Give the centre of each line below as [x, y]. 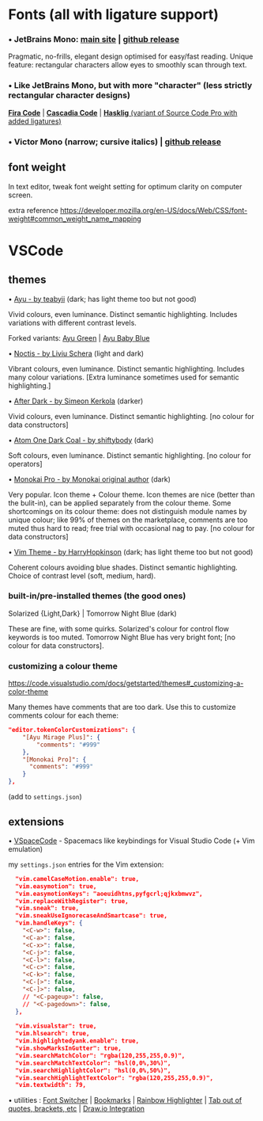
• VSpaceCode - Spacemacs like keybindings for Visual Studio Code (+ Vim [131, 841]
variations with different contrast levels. [72, 322]
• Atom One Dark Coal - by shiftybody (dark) [81, 440]
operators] [25, 463]
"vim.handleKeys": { [49, 923]
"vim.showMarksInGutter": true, [69, 1049]
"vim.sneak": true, [47, 909]
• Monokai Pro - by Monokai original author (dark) [90, 479]
